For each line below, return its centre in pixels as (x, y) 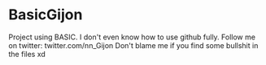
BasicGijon (46, 15)
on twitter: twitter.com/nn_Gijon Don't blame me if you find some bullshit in (133, 45)
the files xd (27, 54)
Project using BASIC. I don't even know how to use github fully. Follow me (132, 37)
